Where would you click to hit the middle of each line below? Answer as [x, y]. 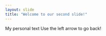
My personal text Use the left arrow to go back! [53, 28]
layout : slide [20, 10]
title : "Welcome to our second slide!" [46, 14]
